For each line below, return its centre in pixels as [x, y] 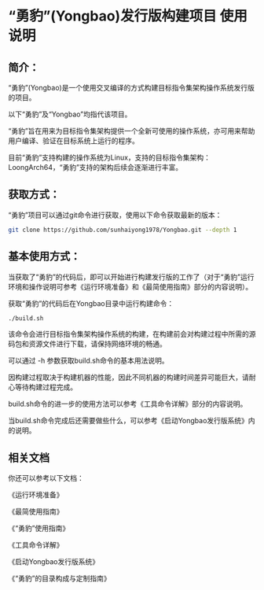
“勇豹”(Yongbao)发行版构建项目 [113, 16]
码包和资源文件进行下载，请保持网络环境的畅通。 [87, 344]
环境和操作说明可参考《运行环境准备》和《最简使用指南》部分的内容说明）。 [130, 286]
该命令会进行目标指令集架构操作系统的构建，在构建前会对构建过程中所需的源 [132, 334]
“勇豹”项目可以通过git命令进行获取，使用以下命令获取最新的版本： [115, 215]
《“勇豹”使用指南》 [39, 529]
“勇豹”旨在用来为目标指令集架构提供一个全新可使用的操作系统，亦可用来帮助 [132, 131]
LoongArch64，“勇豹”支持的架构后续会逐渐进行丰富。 [95, 167]
